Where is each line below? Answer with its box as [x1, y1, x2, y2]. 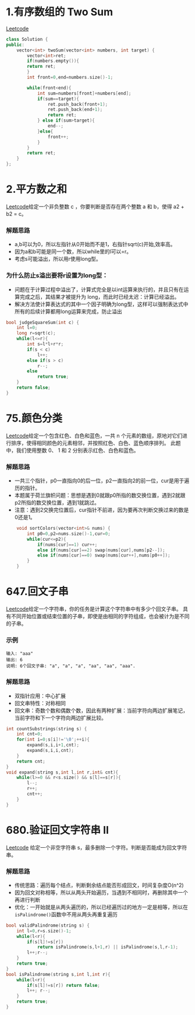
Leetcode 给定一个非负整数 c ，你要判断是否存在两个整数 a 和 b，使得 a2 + [6, 203, 185, 210]
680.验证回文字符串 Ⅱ [6, 823, 109, 837]
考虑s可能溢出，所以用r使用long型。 [14, 256, 102, 263]
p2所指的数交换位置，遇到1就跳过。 [14, 499, 100, 506]
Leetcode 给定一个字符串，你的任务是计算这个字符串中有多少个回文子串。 [6, 606, 182, 613]
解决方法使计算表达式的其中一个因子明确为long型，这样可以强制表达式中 [14, 301, 189, 308]
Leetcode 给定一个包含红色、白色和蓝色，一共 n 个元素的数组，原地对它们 [6, 432, 182, 439]
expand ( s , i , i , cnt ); [27, 748, 75, 754]
